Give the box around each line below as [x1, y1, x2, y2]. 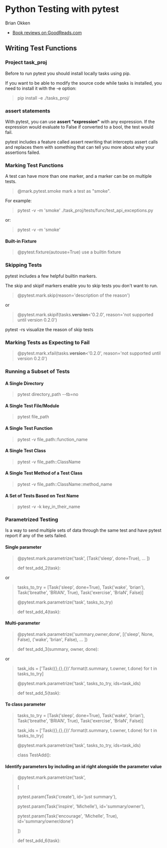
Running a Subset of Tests [5, 367, 70, 374]
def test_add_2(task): [17, 565, 61, 571]
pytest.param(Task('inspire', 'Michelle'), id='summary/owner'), [17, 803, 145, 810]
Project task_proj [5, 59, 47, 66]
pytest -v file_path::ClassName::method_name [17, 481, 113, 487]
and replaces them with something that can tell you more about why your [5, 144, 155, 150]
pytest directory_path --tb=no [17, 391, 79, 397]
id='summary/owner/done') [17, 818, 74, 825]
